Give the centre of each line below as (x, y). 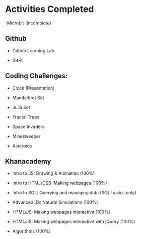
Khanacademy (28, 161)
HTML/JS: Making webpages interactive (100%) (61, 212)
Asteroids (22, 146)
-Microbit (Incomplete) (28, 23)
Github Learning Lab (33, 50)
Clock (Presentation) (33, 88)
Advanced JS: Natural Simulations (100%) (55, 202)
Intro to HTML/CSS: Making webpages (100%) (60, 183)
